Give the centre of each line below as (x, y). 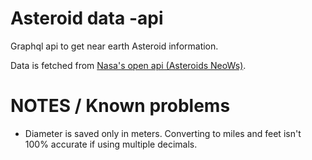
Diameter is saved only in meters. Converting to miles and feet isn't (163, 133)
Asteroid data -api (87, 18)
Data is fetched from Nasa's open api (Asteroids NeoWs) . (128, 65)
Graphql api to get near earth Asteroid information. (114, 46)
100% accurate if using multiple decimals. (111, 144)
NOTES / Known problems (120, 106)
